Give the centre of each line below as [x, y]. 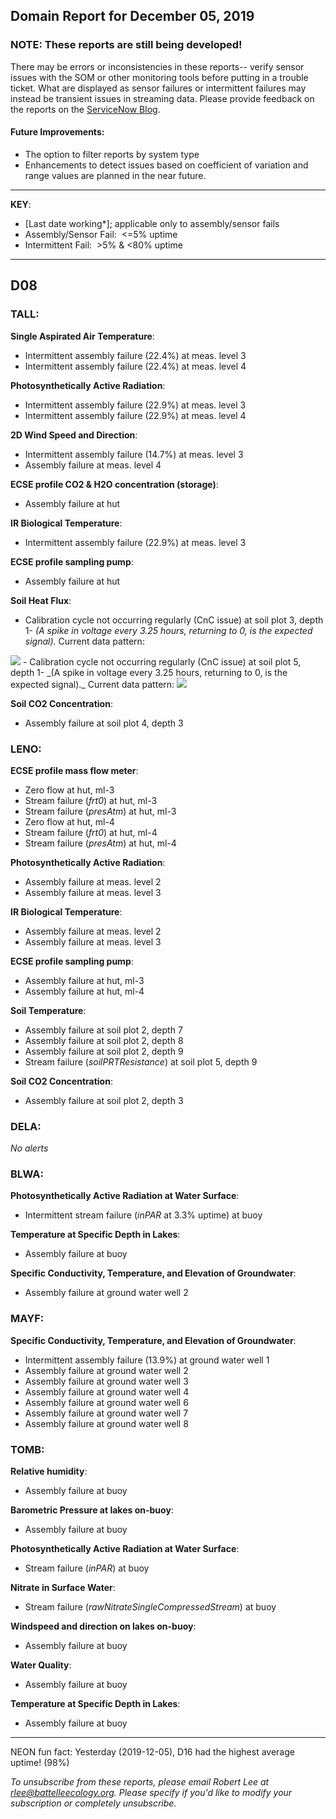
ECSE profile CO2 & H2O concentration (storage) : [114, 484]
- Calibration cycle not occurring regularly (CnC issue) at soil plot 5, [162, 661]
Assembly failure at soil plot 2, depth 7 [103, 1030]
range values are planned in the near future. [115, 175]
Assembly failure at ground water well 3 [106, 1381]
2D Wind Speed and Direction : [74, 435]
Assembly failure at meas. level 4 [93, 465]
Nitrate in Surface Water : [63, 1588]
